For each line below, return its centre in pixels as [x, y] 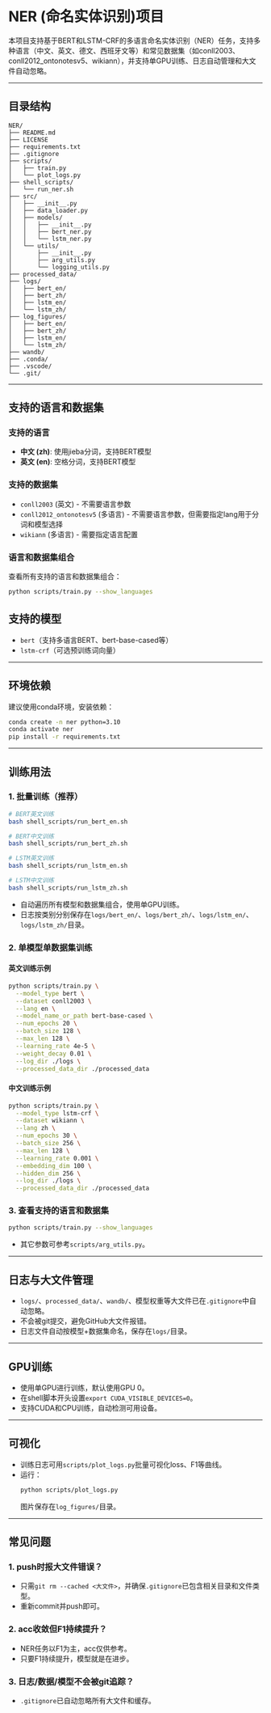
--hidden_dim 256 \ [48, 1174]
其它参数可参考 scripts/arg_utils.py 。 [84, 1244]
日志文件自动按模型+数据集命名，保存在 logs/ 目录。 [106, 1331]
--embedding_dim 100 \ [54, 1165]
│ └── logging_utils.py [59, 267]
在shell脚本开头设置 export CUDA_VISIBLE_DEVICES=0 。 [108, 1398]
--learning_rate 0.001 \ [57, 1158]
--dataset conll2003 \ [54, 1001]
